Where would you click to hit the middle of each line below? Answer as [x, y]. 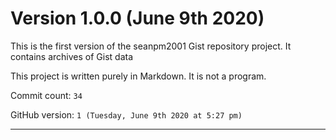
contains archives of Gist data [72, 56]
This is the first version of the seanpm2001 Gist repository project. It [151, 46]
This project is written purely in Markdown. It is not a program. [138, 76]
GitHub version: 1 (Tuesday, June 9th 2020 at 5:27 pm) [126, 114]
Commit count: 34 [46, 95]
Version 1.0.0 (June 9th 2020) [137, 18]
